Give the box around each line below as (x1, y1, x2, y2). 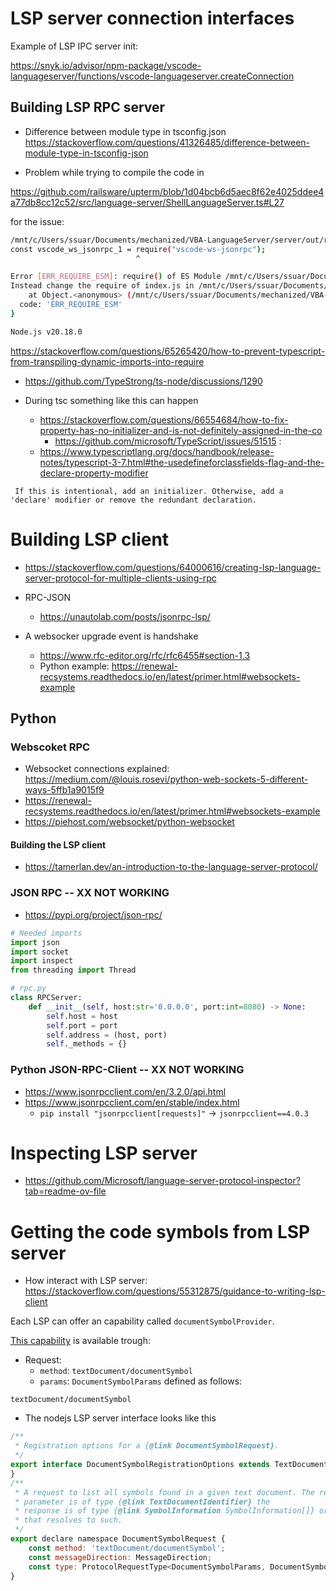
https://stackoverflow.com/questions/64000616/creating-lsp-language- (24, 561, 322, 573)
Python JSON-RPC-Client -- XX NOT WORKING (10, 1063, 245, 1077)
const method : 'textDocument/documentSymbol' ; (28, 1543, 226, 1553)
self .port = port (46, 1020, 118, 1031)
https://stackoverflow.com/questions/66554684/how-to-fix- (39, 413, 289, 426)
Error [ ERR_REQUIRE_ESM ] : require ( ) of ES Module (10, 272, 222, 282)
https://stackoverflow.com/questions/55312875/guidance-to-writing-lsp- (24, 1285, 326, 1297)
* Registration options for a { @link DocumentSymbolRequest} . (14, 1441, 280, 1451)
